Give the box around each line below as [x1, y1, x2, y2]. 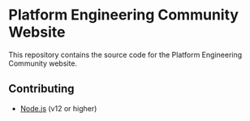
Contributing [8, 82, 75, 96]
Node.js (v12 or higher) [19, 103, 97, 113]
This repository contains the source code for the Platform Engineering [8, 50, 243, 59]
